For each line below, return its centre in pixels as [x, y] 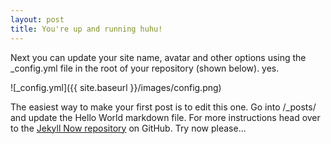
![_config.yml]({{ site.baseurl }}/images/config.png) [116, 87]
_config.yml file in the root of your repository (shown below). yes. [145, 68]
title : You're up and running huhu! [86, 29]
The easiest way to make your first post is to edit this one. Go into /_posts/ [163, 107]
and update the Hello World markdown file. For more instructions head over [165, 117]
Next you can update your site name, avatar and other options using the [158, 57]
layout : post [37, 19]
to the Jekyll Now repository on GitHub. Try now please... [128, 128]
